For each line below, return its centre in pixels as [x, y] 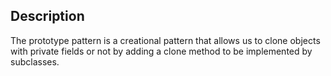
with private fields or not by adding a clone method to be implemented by [161, 51]
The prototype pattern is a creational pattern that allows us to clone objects [165, 40]
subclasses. [35, 61]
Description [47, 16]
